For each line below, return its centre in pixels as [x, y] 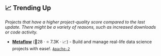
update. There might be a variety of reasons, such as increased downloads [80, 27]
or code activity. [21, 32]
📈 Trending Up [28, 8]
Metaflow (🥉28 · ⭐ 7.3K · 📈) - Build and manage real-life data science [82, 42]
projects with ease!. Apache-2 [41, 48]
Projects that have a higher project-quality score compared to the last [75, 22]
